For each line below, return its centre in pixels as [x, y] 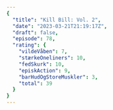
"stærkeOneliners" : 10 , [52, 58]
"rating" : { [30, 45]
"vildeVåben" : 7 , [43, 52]
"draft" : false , [35, 32]
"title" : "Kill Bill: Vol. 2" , [57, 20]
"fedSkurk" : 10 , [42, 64]
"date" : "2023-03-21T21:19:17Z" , [60, 26]
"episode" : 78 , [34, 39]
